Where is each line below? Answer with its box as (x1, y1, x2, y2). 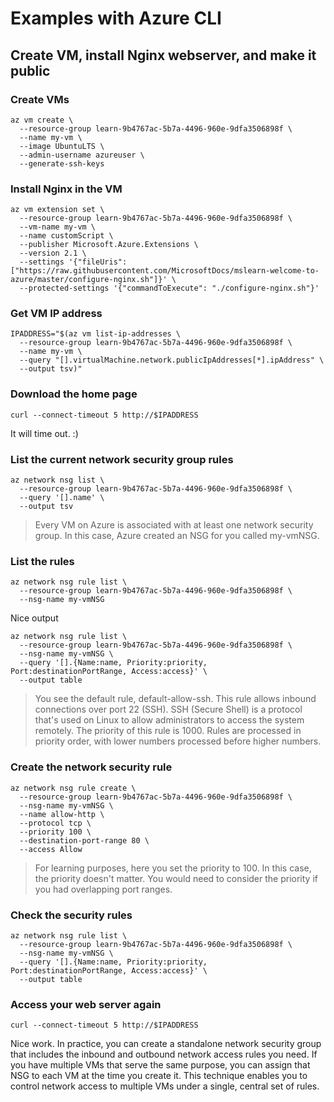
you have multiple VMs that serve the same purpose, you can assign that (10, 1059, 311, 1071)
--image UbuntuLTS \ (19, 141, 105, 151)
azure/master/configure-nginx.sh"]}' (10, 275, 168, 285)
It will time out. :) (10, 427, 79, 439)
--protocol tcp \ (19, 818, 92, 828)
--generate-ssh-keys (19, 158, 105, 169)
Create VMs (10, 92, 70, 106)
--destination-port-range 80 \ (19, 835, 150, 846)
